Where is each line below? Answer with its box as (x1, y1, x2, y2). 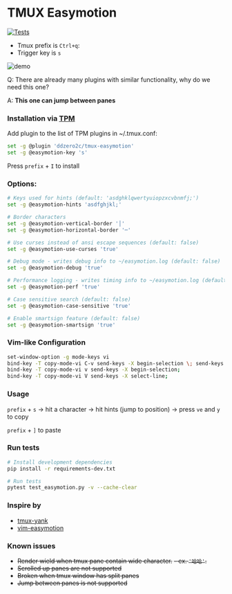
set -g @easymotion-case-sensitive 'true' (7, 302, 131, 309)
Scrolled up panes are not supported (17, 564, 122, 573)
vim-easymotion (17, 523, 64, 532)
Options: (7, 179, 37, 189)
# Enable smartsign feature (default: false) (7, 315, 140, 322)
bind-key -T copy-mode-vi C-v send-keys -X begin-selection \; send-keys (7, 360, 224, 367)
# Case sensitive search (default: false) (7, 296, 131, 303)
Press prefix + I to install (7, 161, 80, 170)
